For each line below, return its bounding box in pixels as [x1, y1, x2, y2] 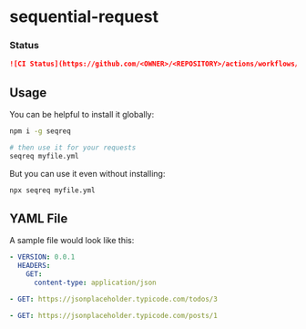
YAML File [9, 211, 68, 227]
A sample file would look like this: [9, 235, 135, 246]
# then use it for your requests [9, 143, 137, 152]
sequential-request [9, 6, 159, 27]
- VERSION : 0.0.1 [9, 252, 76, 262]
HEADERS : [17, 262, 51, 271]
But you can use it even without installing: [9, 168, 166, 179]
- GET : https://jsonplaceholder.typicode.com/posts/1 [9, 311, 219, 320]
